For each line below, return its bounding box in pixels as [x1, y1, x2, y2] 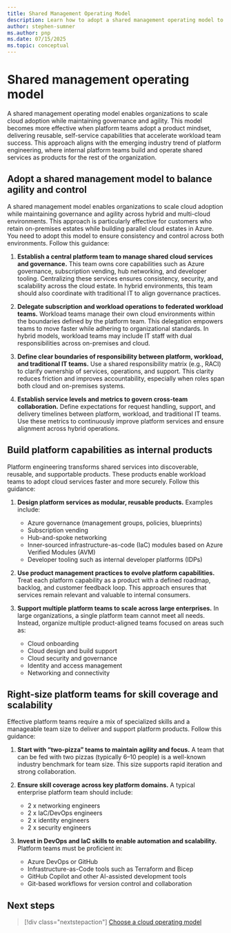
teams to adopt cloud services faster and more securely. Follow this [7, 477, 200, 485]
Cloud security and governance [27, 654, 117, 662]
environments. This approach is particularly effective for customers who [7, 217, 212, 225]
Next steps [7, 899, 55, 911]
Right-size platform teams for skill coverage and [7, 688, 219, 700]
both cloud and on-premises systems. [17, 381, 125, 390]
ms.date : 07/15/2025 [7, 36, 67, 43]
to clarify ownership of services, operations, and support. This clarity [17, 367, 214, 375]
